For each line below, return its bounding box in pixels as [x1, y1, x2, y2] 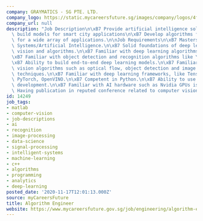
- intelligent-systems [6, 150, 63, 156]
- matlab [6, 104, 28, 111]
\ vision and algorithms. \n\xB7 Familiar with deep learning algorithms [11, 48, 199, 54]
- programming [6, 172, 42, 179]
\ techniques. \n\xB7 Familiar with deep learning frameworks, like [11, 71, 185, 77]
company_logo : [6, 15, 42, 21]
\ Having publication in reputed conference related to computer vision [11, 88, 199, 94]
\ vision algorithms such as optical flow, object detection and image [11, 65, 196, 71]
